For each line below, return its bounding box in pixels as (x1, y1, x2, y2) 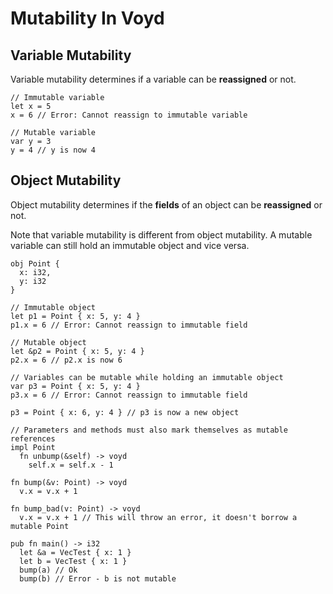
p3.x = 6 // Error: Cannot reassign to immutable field (10, 390, 248, 400)
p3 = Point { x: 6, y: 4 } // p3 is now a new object (10, 407, 240, 417)
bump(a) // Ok (19, 565, 78, 575)
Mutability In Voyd (10, 7, 165, 30)
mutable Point (10, 521, 70, 531)
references (10, 433, 56, 444)
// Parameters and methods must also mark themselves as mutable (10, 425, 288, 435)
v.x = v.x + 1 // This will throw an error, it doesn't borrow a (19, 512, 298, 522)
